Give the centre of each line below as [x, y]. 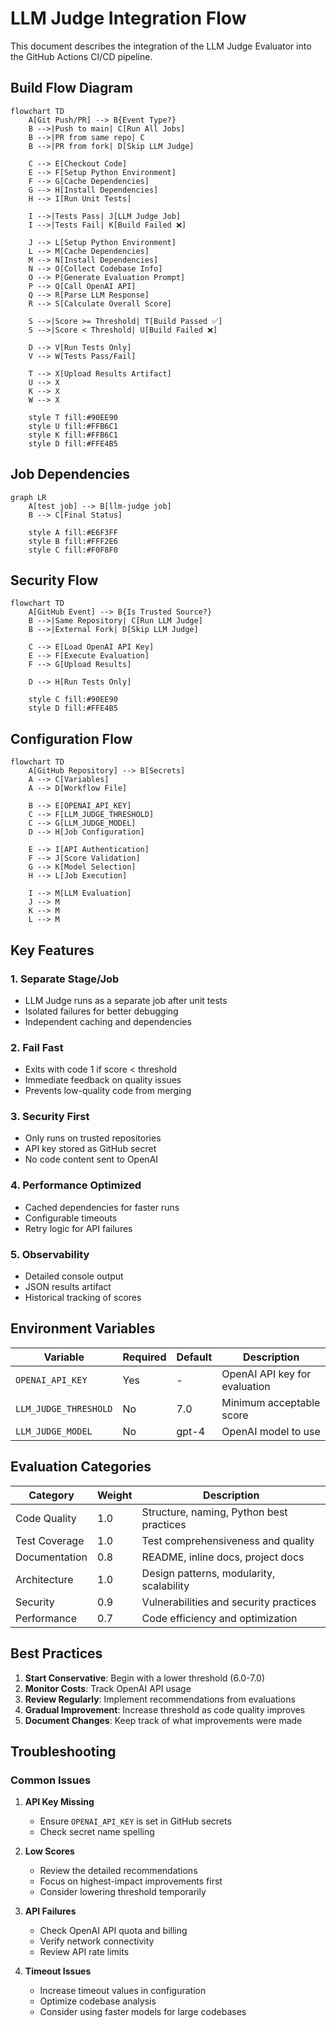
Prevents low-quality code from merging [108, 1091]
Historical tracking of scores [83, 1298]
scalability [165, 1585]
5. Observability [50, 1254]
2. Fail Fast [37, 1047]
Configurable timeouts [71, 1218]
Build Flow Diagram [71, 88]
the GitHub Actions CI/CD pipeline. [81, 56]
